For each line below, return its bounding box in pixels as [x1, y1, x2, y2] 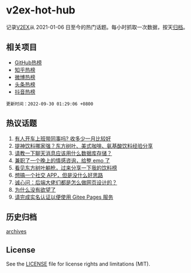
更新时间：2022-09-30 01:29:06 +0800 [6, 101, 93, 107]
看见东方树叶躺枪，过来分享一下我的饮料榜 [14, 164, 117, 171]
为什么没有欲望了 [14, 186, 56, 193]
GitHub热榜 [14, 59, 42, 66]
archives [6, 228, 27, 235]
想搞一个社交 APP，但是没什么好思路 [14, 171, 103, 178]
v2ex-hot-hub [6, 4, 76, 17]
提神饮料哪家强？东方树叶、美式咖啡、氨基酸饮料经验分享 [14, 142, 153, 149]
